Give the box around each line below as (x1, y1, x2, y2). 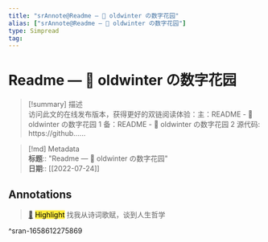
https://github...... (27, 129, 86, 138)
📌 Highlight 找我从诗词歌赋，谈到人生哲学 (27, 210, 166, 219)
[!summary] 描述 (27, 100, 83, 109)
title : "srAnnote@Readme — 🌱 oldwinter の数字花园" (8, 11, 179, 20)
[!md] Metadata (27, 144, 80, 154)
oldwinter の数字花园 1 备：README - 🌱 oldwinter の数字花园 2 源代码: (27, 120, 261, 129)
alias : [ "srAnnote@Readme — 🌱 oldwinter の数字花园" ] (8, 19, 187, 27)
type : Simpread (8, 27, 60, 35)
